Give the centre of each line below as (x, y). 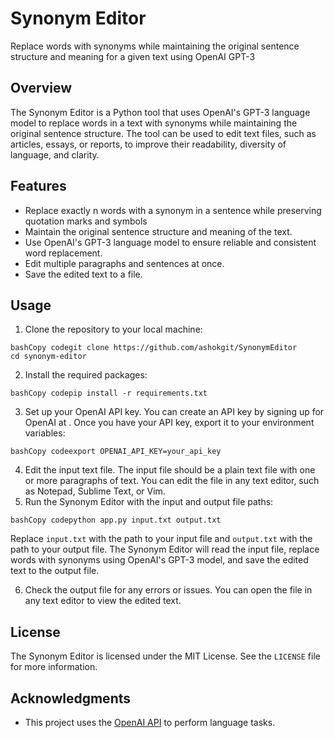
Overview (41, 88)
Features (38, 186)
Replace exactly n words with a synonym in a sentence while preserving (173, 210)
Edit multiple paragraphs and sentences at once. (124, 263)
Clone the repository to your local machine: (113, 329)
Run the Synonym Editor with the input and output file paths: (149, 502)
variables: (45, 433)
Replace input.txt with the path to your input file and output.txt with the (161, 539)
